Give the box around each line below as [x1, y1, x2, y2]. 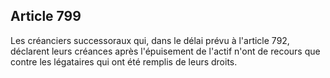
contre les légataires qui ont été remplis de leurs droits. [10, 55, 238, 68]
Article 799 [10, 8, 82, 25]
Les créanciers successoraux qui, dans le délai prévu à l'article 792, [10, 34, 290, 46]
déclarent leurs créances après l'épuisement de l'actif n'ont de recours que [10, 45, 321, 57]
